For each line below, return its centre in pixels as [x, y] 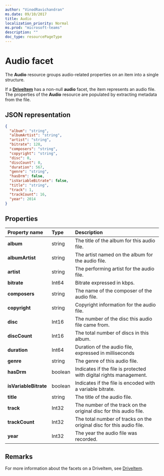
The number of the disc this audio [113, 319]
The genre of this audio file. [106, 361]
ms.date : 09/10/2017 [26, 14]
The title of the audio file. [104, 397]
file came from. [92, 325]
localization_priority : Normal [37, 23]
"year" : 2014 [23, 199]
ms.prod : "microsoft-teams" [34, 28]
